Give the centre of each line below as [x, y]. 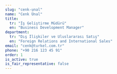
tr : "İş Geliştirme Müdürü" [38, 23]
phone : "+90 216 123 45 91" [34, 50]
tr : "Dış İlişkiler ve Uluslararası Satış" [54, 37]
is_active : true [22, 59]
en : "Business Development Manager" [47, 28]
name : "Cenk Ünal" [24, 14]
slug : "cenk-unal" [24, 9]
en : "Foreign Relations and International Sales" [61, 41]
